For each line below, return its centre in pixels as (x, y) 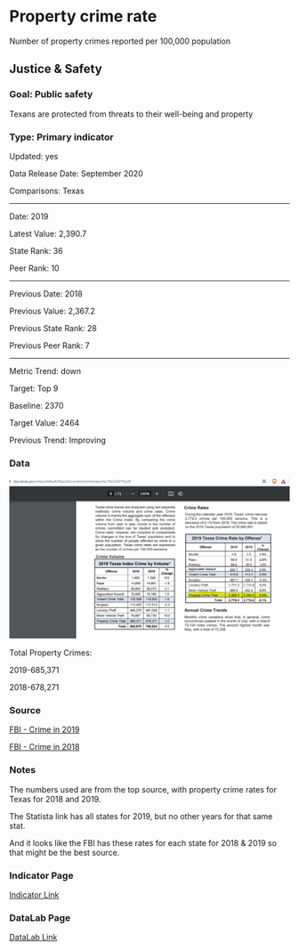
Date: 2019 (29, 216)
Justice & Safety (56, 69)
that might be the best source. (65, 852)
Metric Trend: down (45, 370)
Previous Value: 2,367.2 (53, 311)
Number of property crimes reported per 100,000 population (120, 41)
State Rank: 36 (36, 250)
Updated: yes (34, 156)
